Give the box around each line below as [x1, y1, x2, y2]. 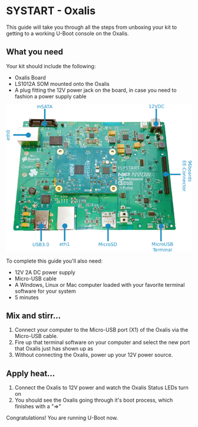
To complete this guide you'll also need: [6, 257, 103, 264]
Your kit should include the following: [6, 62, 96, 69]
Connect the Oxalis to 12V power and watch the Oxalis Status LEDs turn [14, 384, 189, 391]
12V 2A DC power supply [14, 269, 75, 276]
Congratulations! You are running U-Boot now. [6, 414, 118, 422]
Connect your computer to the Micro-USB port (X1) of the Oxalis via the [14, 326, 189, 333]
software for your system [14, 287, 76, 294]
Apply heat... [6, 368, 55, 378]
